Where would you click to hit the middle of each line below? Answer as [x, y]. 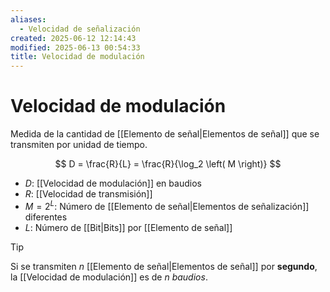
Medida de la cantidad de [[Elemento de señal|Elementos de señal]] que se [165, 134]
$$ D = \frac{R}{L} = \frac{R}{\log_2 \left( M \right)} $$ [168, 164]
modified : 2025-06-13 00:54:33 [75, 47]
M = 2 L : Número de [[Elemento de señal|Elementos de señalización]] [167, 205]
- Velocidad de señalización [80, 29]
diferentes [46, 217]
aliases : [28, 19]
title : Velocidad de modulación [77, 57]
